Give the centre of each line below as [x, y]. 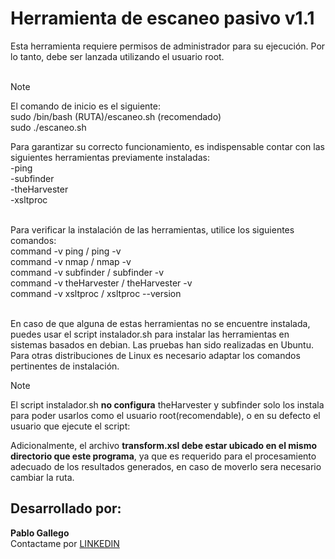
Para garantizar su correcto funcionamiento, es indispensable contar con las [167, 146]
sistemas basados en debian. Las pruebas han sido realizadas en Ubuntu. [162, 344]
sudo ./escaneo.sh [48, 127]
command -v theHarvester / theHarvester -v [101, 283]
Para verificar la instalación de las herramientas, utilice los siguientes [152, 229]
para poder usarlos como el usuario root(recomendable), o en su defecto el [165, 415]
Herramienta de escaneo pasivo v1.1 [162, 18]
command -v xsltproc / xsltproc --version [96, 293]
